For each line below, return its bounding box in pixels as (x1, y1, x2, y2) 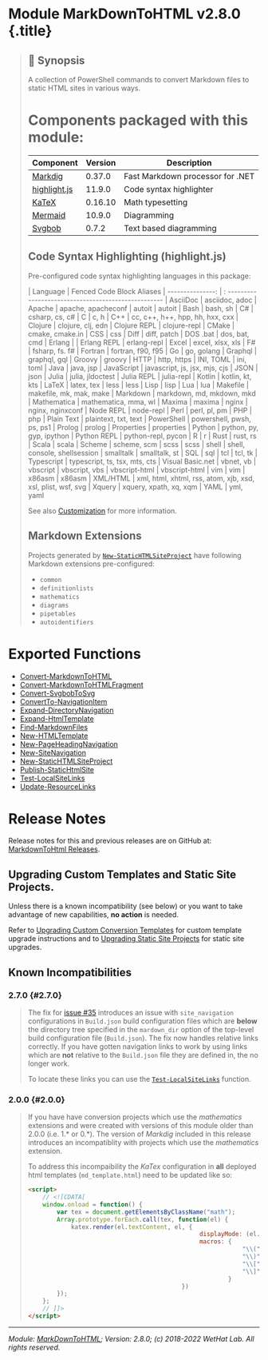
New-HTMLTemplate (19, 731, 89, 740)
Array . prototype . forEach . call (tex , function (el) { (57, 1215, 229, 1223)
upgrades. (8, 943, 42, 952)
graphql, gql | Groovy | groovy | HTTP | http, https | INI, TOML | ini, (27, 354, 247, 364)
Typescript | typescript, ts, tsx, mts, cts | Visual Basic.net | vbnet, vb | (27, 457, 257, 466)
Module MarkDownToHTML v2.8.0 (8, 5, 241, 23)
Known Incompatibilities (8, 965, 132, 979)
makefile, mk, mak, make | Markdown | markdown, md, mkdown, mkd (27, 389, 257, 398)
